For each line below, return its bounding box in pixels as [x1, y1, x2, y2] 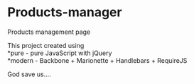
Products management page [7, 28, 91, 36]
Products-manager [7, 4, 122, 20]
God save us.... [7, 70, 51, 78]
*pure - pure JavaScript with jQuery [7, 49, 112, 57]
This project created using [7, 41, 85, 49]
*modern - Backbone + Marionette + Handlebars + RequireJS [7, 56, 188, 64]
